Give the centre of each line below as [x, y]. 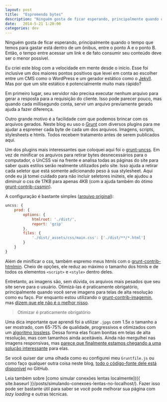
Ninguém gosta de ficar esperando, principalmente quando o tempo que [79, 42]
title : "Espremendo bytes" [34, 14]
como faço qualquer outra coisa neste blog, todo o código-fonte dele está [81, 363]
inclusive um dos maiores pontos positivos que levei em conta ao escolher [81, 73]
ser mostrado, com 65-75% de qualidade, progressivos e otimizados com [81, 327]
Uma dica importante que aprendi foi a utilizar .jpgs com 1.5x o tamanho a [81, 322]
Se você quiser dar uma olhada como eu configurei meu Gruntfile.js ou [80, 358]
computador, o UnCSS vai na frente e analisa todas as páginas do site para [82, 160]
